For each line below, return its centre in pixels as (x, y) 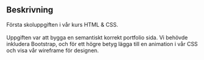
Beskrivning (30, 10)
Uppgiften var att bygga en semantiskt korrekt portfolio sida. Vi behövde (97, 37)
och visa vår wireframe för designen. (53, 50)
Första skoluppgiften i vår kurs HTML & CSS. (62, 24)
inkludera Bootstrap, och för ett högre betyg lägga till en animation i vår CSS (102, 44)
